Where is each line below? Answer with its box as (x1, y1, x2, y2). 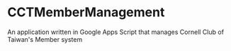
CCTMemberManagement (7, 4, 165, 21)
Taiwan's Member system (7, 35, 83, 43)
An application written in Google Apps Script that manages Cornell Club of (7, 28, 225, 36)
